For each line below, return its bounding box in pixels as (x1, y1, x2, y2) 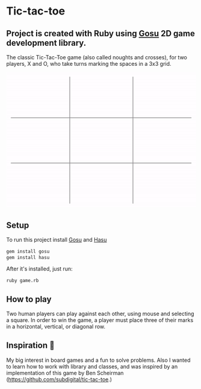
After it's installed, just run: (6, 265, 73, 272)
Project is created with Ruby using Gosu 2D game (6, 28, 196, 39)
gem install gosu (6, 249, 50, 255)
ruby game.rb (6, 278, 39, 284)
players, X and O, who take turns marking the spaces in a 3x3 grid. (6, 60, 172, 67)
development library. (6, 37, 87, 48)
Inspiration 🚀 (6, 340, 55, 351)
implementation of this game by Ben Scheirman (6, 369, 124, 376)
